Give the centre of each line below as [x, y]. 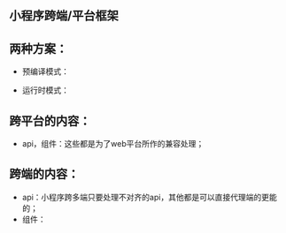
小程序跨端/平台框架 [64, 16]
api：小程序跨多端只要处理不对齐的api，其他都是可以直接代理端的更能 [149, 197]
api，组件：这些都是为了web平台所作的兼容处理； [113, 144]
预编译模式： [45, 71]
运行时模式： [45, 90]
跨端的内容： [44, 174]
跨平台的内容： [50, 120]
